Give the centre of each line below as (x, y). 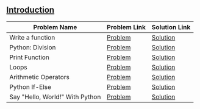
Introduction (30, 10)
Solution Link (171, 27)
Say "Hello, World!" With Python (55, 97)
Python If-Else (30, 86)
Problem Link (126, 27)
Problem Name (55, 27)
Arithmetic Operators (40, 77)
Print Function (30, 57)
